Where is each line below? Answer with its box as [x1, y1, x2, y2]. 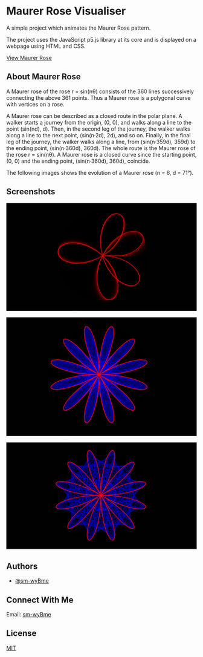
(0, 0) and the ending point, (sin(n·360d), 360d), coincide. [6, 157, 150, 165]
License [6, 628, 37, 639]
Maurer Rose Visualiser [6, 4, 126, 18]
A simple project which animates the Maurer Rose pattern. [6, 24, 151, 31]
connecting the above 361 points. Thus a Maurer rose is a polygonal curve [6, 94, 191, 101]
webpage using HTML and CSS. [6, 42, 86, 50]
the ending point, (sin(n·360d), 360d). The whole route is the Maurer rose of [6, 144, 196, 152]
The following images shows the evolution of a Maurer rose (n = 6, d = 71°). [6, 169, 194, 176]
